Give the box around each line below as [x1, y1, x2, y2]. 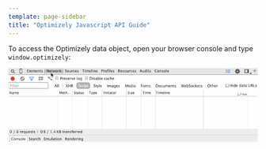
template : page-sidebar [8, 13, 87, 20]
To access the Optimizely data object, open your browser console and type [8, 43, 253, 53]
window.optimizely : [8, 52, 71, 61]
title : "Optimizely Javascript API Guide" [8, 20, 150, 29]
